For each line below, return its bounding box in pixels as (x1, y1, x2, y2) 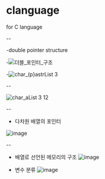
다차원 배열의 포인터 (14, 118, 61, 125)
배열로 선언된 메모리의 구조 (14, 153, 77, 161)
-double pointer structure (6, 46, 68, 54)
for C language (6, 23, 43, 30)
